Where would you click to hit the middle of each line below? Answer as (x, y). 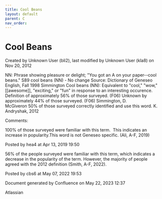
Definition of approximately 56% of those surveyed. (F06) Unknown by (76, 96)
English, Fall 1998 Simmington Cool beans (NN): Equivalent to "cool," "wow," (81, 85)
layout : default (21, 14)
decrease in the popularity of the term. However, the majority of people (76, 159)
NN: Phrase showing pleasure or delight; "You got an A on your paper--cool (81, 75)
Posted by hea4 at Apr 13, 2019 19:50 (42, 145)
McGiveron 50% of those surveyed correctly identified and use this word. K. (81, 106)
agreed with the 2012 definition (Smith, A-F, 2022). (56, 164)
